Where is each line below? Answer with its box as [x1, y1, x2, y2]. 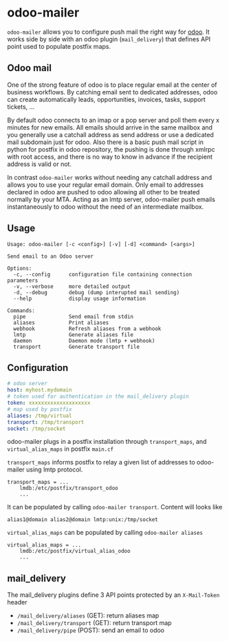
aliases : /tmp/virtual [7, 412, 72, 419]
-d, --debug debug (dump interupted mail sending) [13, 289, 180, 296]
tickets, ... [7, 102, 35, 111]
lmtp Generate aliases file [13, 331, 134, 338]
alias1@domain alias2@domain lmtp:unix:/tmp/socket [7, 516, 158, 523]
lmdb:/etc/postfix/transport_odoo [19, 485, 118, 492]
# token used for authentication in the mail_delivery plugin [7, 393, 189, 400]
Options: [7, 265, 32, 272]
